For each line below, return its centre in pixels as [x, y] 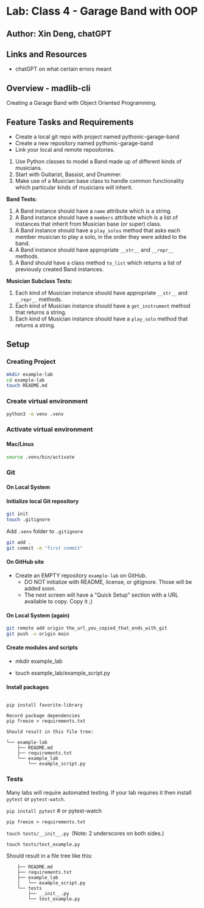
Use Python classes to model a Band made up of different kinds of [98, 161]
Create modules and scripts [42, 648]
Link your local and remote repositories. [65, 150]
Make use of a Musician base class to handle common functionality [100, 181]
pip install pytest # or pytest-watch [54, 810]
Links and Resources [47, 54]
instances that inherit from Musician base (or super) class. [88, 224]
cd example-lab [26, 380]
